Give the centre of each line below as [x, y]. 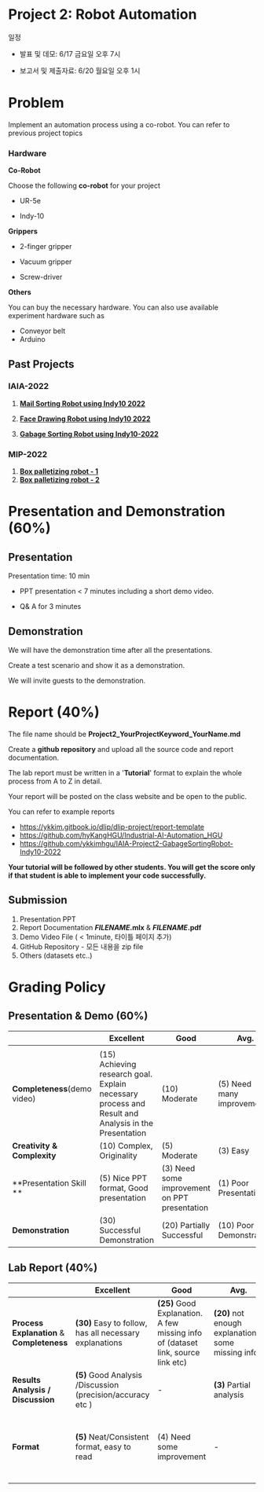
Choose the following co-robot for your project [84, 185]
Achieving [118, 1064]
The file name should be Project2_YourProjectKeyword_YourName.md [125, 734]
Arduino [32, 339]
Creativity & [35, 1146]
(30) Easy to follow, [111, 1323]
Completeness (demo [52, 1088]
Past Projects [41, 364]
